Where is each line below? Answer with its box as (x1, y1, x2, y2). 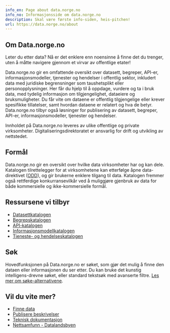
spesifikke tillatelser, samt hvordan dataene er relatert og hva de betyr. (5, 102, 153, 108)
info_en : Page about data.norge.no (5, 7, 81, 13)
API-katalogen (12, 222, 43, 228)
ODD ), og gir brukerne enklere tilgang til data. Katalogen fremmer (27, 172, 164, 178)
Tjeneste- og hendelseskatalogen (12, 233, 83, 239)
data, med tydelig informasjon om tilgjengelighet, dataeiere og (5, 91, 135, 97)
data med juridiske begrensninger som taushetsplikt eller (5, 80, 124, 87)
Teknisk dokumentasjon (12, 317, 62, 323)
